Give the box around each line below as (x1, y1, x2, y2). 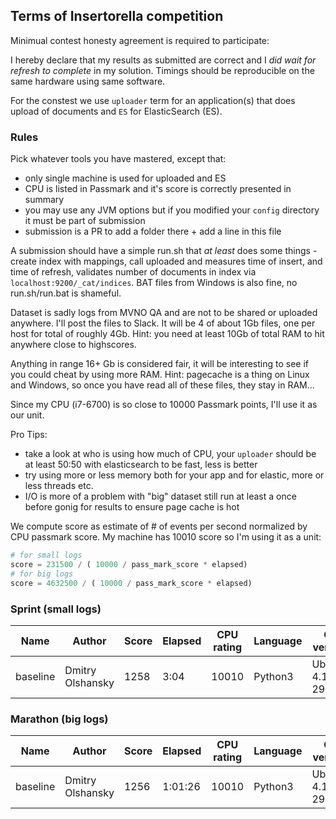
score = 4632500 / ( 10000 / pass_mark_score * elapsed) (10, 578, 253, 588)
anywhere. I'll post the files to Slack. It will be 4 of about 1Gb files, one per (10, 317, 316, 329)
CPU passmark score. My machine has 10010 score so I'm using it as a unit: (10, 531, 322, 543)
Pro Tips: (10, 429, 48, 441)
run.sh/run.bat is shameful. (10, 287, 122, 299)
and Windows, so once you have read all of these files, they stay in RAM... (10, 379, 315, 391)
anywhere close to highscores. (10, 339, 137, 351)
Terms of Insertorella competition (10, 8, 224, 25)
